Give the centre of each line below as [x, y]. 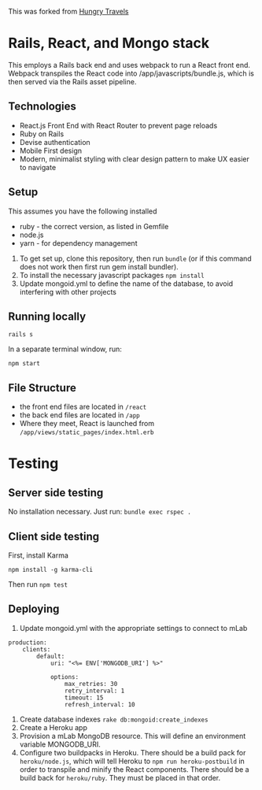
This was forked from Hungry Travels [68, 11]
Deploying [34, 609]
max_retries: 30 [91, 684]
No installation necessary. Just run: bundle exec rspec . [100, 512]
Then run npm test [38, 584]
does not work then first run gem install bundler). [99, 266]
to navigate [38, 167]
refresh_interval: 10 [100, 704]
